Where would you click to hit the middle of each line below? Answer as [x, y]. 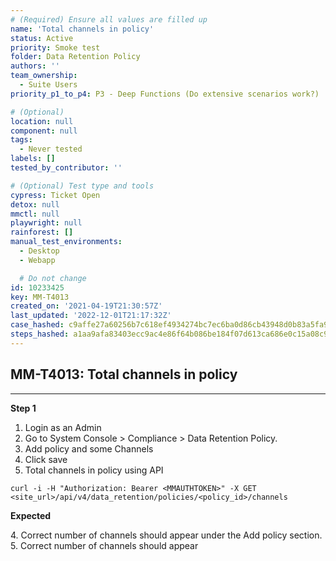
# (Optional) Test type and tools [82, 186]
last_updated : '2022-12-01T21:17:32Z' [91, 316]
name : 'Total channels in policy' [82, 29]
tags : [21, 140]
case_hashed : [37, 325]
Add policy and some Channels [89, 448]
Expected [31, 515]
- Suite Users [48, 85]
